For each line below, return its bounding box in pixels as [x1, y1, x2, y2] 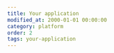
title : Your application [7, 10, 79, 17]
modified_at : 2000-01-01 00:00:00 [7, 17, 108, 23]
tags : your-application [7, 36, 76, 43]
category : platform [7, 23, 64, 30]
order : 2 [7, 29, 33, 36]
